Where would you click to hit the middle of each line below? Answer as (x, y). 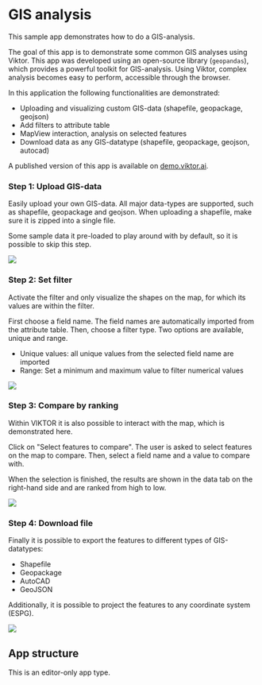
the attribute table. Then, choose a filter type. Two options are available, (126, 329)
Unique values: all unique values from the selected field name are (127, 353)
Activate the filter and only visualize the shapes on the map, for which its (127, 297)
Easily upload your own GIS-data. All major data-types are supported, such (131, 203)
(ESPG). (21, 613)
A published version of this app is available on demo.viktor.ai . (108, 165)
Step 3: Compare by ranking (64, 405)
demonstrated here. (40, 432)
